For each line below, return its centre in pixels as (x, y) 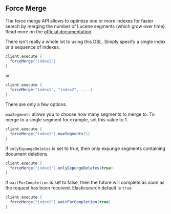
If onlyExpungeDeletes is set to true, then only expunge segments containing (85, 148)
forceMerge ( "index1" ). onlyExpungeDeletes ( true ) (62, 168)
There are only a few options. (36, 104)
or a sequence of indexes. (33, 47)
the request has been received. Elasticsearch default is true (68, 188)
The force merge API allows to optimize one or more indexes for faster (79, 20)
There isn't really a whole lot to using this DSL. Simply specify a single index (85, 41)
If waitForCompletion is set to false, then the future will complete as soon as (85, 183)
